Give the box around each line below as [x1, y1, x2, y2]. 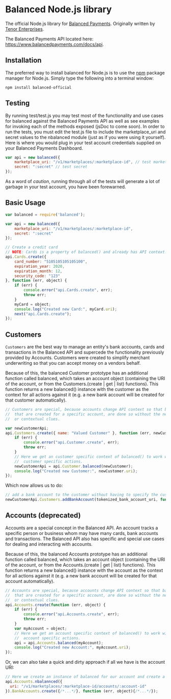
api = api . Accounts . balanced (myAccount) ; [14, 640, 103, 645]
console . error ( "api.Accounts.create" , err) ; [23, 612, 120, 617]
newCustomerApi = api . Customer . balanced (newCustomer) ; [14, 463, 133, 469]
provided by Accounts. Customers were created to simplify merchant [5, 355, 150, 361]
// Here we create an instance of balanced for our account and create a [5, 674, 165, 680]
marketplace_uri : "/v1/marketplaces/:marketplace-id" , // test [14, 159, 152, 165]
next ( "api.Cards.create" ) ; [14, 311, 72, 316]
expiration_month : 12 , [14, 268, 63, 274]
